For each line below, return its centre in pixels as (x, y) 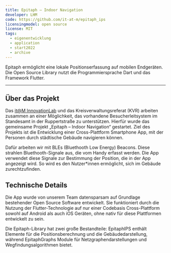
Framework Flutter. (25, 78)
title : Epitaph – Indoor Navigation (44, 10)
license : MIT (19, 29)
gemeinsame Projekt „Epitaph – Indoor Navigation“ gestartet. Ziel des (78, 127)
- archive (20, 52)
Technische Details (36, 185)
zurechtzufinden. (23, 169)
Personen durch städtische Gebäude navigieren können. (64, 138)
